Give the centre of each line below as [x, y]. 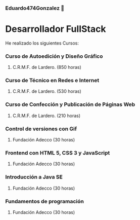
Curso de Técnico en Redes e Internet [52, 81]
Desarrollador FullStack [56, 29]
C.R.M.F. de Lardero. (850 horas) [47, 67]
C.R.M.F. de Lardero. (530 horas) [47, 91]
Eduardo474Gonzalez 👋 [35, 8]
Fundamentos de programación [45, 201]
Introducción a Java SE [34, 177]
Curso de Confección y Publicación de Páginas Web [70, 104]
